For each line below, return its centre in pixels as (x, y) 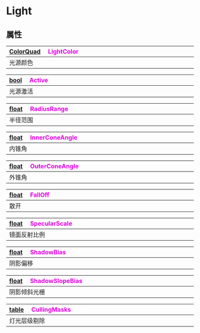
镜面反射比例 (27, 235)
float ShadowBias (38, 252)
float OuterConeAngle (44, 166)
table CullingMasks (40, 309)
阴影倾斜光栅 (27, 292)
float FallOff (29, 195)
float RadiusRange (39, 109)
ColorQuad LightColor (44, 52)
